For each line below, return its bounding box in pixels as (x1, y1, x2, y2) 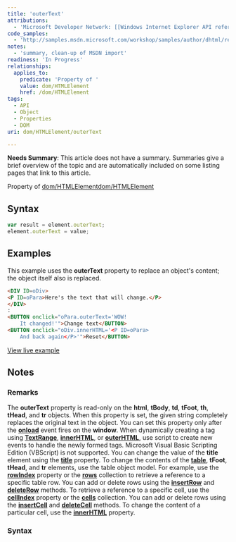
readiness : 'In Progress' (7, 56, 83, 63)
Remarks (7, 388, 39, 398)
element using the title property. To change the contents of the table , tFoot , (7, 456, 227, 464)
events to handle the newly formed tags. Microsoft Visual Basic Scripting (7, 441, 218, 450)
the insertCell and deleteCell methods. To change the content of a (7, 501, 201, 510)
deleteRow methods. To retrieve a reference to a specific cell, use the (7, 486, 209, 494)
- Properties (13, 115, 52, 122)
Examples (7, 247, 51, 259)
